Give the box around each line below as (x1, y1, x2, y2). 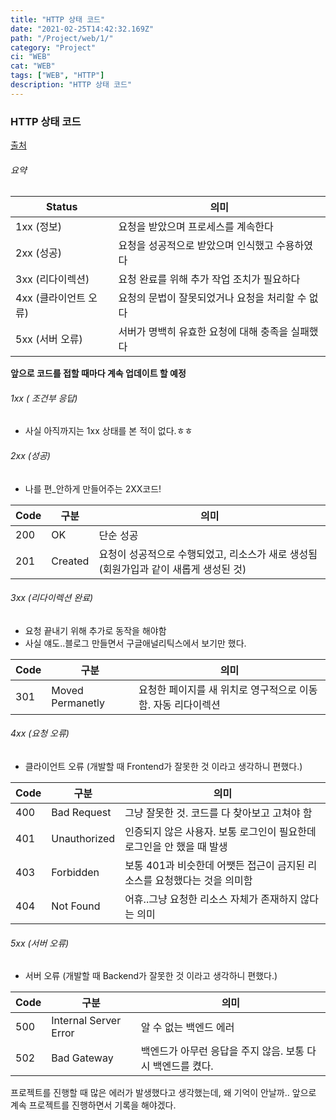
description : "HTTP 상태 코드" (10, 80, 133, 90)
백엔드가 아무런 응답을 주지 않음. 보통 (140, 1044, 305, 1058)
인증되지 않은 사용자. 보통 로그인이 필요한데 (124, 825, 317, 839)
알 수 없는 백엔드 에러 (140, 1021, 235, 1035)
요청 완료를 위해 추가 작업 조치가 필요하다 (118, 272, 301, 286)
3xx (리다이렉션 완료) (10, 592, 94, 604)
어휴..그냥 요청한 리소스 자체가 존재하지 (124, 892, 298, 906)
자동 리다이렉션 (153, 697, 221, 711)
